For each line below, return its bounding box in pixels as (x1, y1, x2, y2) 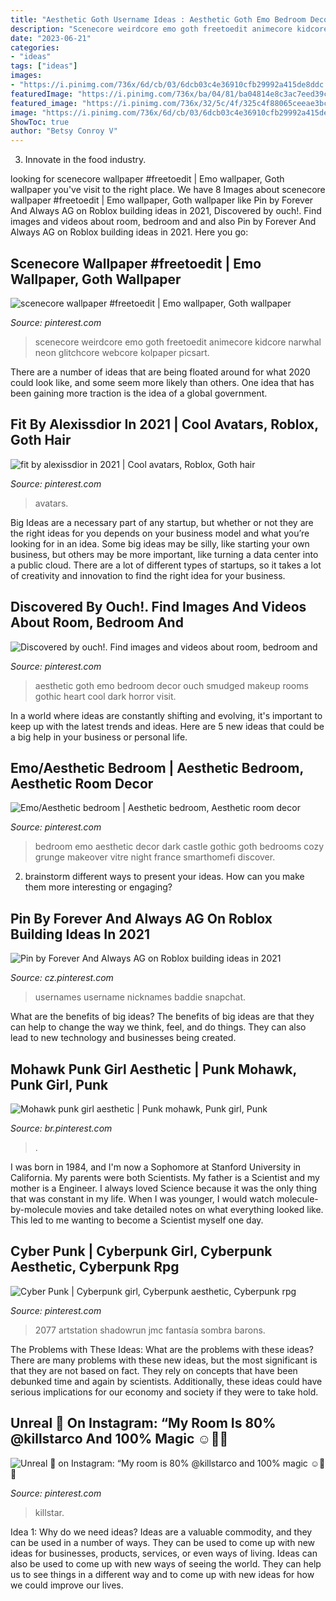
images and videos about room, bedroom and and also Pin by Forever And (10, 216, 317, 228)
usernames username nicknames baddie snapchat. (34, 991, 247, 1003)
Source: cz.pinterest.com (10, 972, 114, 984)
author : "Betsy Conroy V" (10, 126, 118, 136)
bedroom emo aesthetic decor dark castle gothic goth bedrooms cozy (34, 841, 325, 853)
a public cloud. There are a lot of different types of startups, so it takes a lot (10, 559, 322, 571)
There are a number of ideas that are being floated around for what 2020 (10, 366, 311, 378)
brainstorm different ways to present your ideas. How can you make (24, 871, 305, 883)
